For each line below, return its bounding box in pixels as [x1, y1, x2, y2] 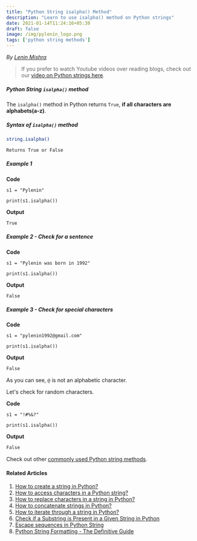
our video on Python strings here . [21, 72, 105, 79]
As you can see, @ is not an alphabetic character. [6, 377, 128, 384]
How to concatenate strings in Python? [15, 502, 112, 510]
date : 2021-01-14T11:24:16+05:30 [6, 20, 91, 26]
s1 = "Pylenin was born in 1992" [6, 260, 91, 266]
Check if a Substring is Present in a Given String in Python [15, 515, 160, 522]
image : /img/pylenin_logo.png [6, 31, 83, 37]
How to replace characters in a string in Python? [15, 496, 135, 503]
